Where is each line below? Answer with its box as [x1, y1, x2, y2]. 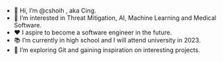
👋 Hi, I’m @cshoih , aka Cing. [13, 7, 97, 14]
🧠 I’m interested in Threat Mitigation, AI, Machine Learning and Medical [13, 14, 217, 22]
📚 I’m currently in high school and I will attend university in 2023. [13, 36, 201, 44]
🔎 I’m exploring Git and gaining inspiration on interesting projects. [13, 46, 201, 54]
